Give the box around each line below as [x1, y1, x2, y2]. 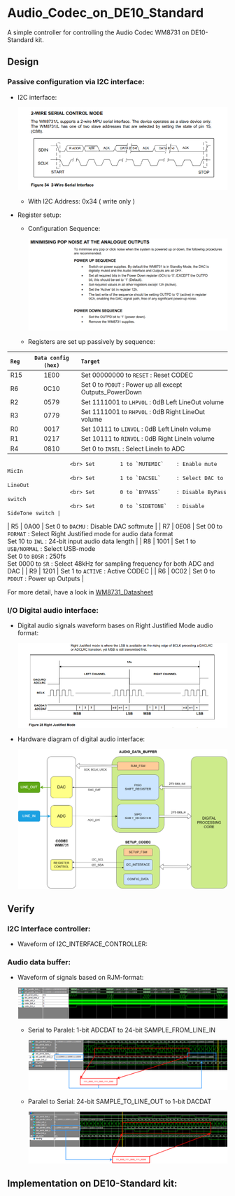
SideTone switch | [7, 510, 61, 517]
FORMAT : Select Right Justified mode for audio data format [7, 530, 173, 538]
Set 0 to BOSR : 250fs [7, 552, 66, 561]
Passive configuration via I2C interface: [7, 77, 145, 87]
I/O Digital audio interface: [7, 605, 99, 615]
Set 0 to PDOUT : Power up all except [80, 380, 183, 389]
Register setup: [17, 211, 62, 219]
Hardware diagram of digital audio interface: [17, 735, 145, 743]
